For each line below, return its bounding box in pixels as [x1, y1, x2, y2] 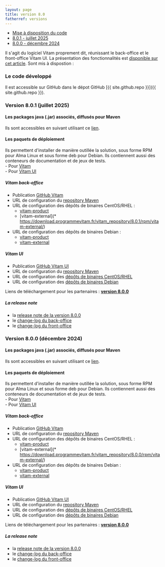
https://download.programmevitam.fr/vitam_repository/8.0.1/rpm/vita [19, 218, 159, 224]
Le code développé [5, 73, 52, 80]
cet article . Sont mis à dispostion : [5, 60, 74, 67]
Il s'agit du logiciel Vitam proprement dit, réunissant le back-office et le [5, 50, 149, 56]
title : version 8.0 [5, 12, 45, 17]
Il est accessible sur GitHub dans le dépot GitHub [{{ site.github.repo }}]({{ [5, 84, 156, 90]
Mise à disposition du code [12, 30, 67, 36]
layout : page [5, 7, 32, 12]
